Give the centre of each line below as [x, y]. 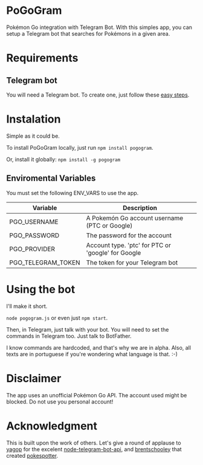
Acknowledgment [52, 426]
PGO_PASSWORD [34, 235]
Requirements [42, 58]
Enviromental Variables [51, 178]
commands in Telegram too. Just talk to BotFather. [69, 336]
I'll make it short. [27, 306]
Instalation [34, 119]
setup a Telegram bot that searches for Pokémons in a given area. [88, 33]
